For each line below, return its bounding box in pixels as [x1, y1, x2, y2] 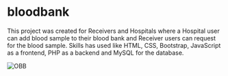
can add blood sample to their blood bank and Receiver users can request [7, 34, 216, 42]
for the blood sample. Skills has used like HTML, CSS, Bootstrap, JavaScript [7, 41, 221, 49]
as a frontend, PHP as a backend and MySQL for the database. [7, 49, 184, 57]
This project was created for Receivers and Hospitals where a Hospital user [7, 27, 220, 35]
